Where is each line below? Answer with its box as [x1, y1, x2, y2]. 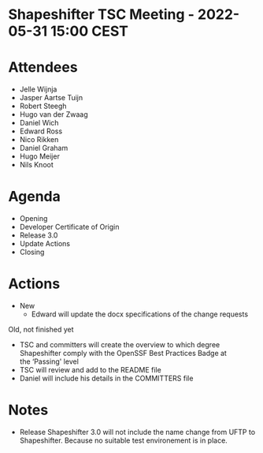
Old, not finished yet [8, 325, 74, 334]
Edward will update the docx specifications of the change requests [31, 309, 249, 319]
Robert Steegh [19, 101, 67, 111]
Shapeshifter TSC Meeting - [8, 6, 195, 24]
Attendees [8, 58, 78, 77]
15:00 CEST [50, 22, 128, 40]
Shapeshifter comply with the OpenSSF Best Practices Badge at [19, 349, 227, 358]
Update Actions [19, 239, 71, 249]
